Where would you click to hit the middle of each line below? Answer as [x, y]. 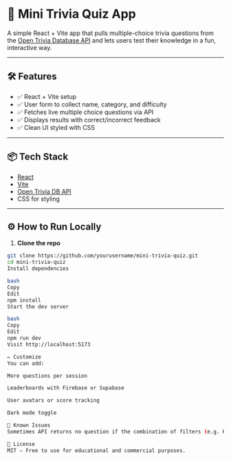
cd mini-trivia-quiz [37, 262]
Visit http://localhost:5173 [49, 344]
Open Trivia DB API [44, 191]
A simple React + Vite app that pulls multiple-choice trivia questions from [111, 33]
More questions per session [47, 376]
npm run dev [24, 338]
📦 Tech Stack [38, 157]
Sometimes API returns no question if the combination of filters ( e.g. [113, 431]
